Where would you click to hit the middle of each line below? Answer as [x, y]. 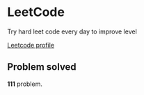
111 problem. [25, 84]
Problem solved [42, 67]
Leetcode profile [31, 45]
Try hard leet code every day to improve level [72, 31]
